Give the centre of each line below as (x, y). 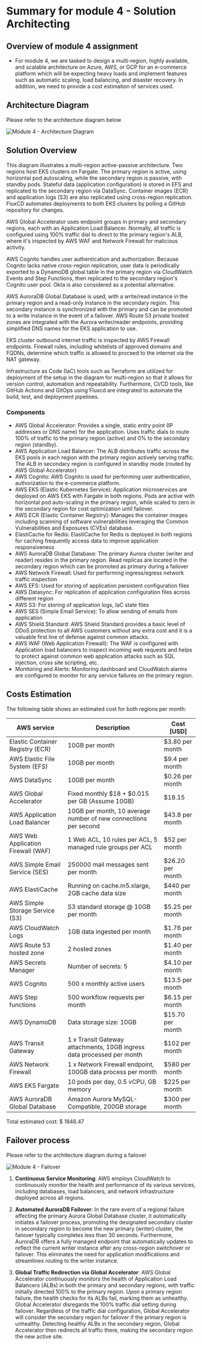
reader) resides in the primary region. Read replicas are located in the (101, 560)
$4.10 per (178, 962)
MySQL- (125, 1099)
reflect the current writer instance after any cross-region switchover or (103, 1248)
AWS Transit (26, 1043)
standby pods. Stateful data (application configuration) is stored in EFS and (99, 184)
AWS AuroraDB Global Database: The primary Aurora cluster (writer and (104, 553)
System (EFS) (29, 766)
